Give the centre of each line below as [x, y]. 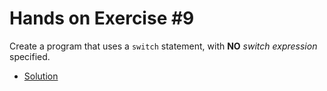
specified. [30, 56]
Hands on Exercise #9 [102, 18]
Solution [41, 76]
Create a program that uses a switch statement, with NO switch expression [163, 46]
